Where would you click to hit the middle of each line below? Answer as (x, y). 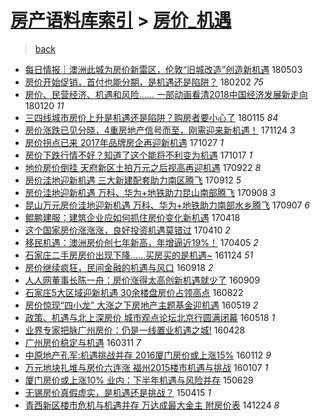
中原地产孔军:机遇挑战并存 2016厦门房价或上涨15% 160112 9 (148, 355)
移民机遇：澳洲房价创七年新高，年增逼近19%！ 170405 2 (141, 242)
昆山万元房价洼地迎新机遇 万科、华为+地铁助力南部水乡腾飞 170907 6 (167, 205)
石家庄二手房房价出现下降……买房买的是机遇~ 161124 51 (139, 255)
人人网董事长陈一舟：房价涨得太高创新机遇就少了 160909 (142, 280)
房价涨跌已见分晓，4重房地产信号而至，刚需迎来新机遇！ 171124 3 (160, 130)
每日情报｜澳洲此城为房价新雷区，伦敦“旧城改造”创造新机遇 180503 (163, 69)
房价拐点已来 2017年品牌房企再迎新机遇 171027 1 (124, 142)
